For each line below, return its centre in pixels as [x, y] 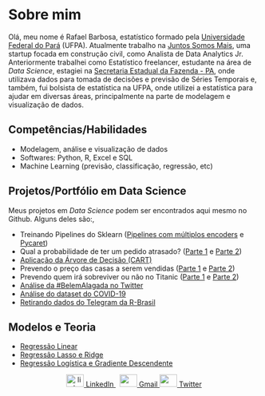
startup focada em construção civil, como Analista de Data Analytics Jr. [126, 53]
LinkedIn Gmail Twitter [144, 384]
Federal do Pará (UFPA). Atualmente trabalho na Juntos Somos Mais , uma [130, 45]
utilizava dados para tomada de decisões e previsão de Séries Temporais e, [132, 79]
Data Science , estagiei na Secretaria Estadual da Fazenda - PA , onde [122, 70]
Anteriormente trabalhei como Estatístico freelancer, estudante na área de [130, 62]
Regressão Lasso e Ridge [61, 355]
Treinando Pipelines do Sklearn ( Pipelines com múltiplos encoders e [132, 234]
